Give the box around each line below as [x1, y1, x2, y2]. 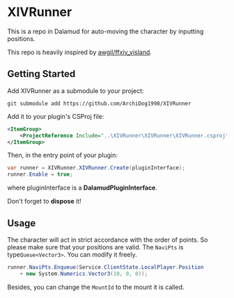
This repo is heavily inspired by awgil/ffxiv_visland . [7, 48, 152, 56]
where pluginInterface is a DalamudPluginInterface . [7, 183, 158, 192]
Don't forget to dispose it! [7, 197, 81, 206]
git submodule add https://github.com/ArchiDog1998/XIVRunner [7, 100, 192, 107]
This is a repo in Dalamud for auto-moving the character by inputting [7, 27, 204, 35]
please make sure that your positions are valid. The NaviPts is [7, 242, 184, 251]
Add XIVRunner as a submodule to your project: [7, 86, 144, 94]
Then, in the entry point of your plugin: [7, 151, 118, 160]
